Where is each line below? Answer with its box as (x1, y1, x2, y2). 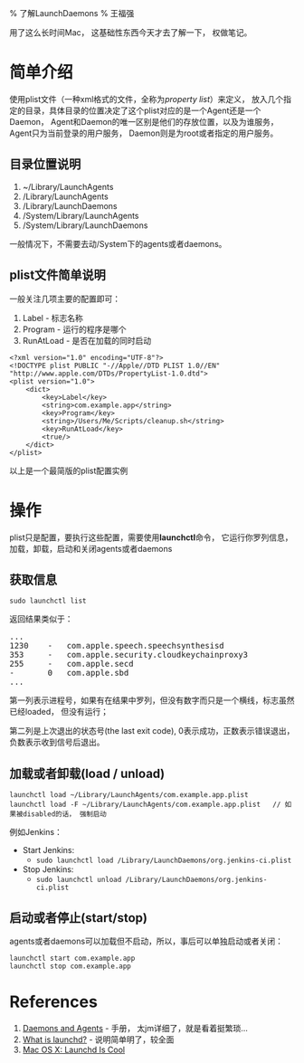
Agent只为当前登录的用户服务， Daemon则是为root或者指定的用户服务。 (9, 128, 279, 138)
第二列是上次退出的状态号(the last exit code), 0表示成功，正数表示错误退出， (9, 726, 295, 736)
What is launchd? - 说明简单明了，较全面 (22, 1034, 175, 1045)
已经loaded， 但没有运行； (9, 707, 109, 717)
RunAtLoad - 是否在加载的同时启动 (22, 335, 152, 346)
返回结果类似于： (9, 613, 73, 624)
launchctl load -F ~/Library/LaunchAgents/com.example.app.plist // (9, 800, 281, 810)
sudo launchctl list (9, 596, 88, 606)
